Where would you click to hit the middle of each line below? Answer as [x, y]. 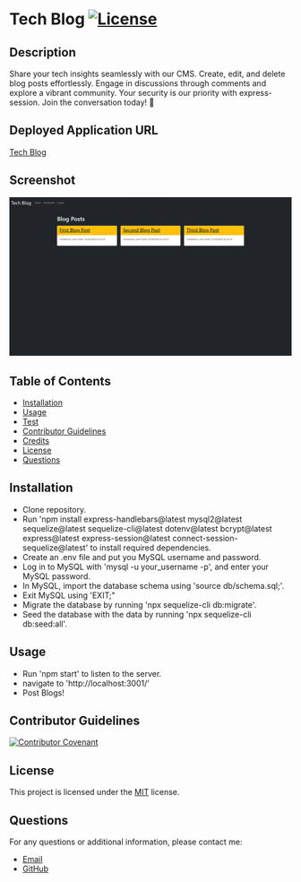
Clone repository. [54, 509]
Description [43, 52]
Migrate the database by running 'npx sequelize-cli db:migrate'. [139, 604]
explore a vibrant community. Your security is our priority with [123, 93]
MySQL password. [56, 576]
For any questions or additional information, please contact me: [126, 842]
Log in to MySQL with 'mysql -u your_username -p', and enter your [145, 566]
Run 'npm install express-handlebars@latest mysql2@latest [132, 519]
